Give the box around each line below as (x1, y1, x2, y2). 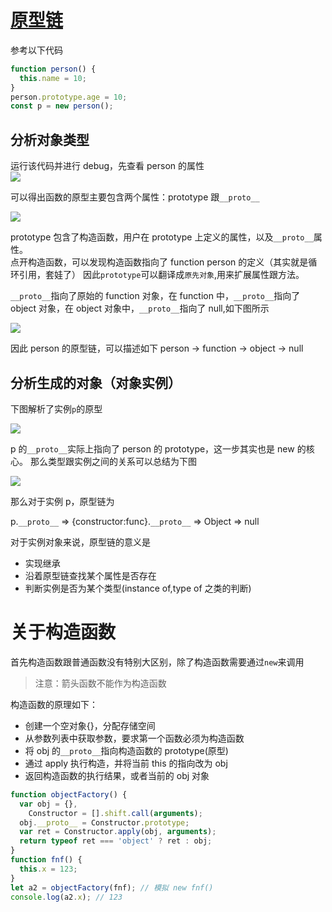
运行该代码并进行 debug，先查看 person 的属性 (10, 160, 205, 172)
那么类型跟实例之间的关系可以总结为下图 (29, 455, 197, 467)
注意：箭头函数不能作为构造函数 (34, 677, 167, 689)
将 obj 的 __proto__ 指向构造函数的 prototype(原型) (24, 744, 229, 756)
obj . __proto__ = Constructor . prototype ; (19, 817, 190, 828)
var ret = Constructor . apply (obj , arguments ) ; (19, 827, 217, 837)
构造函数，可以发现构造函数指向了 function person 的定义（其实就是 (27, 256, 309, 268)
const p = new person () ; (10, 101, 114, 111)
